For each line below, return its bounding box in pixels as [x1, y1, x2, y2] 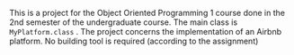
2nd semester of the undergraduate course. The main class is [9, 17, 238, 27]
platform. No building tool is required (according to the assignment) [9, 35, 259, 46]
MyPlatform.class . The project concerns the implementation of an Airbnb [9, 27, 281, 36]
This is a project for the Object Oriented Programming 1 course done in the [9, 8, 286, 18]
